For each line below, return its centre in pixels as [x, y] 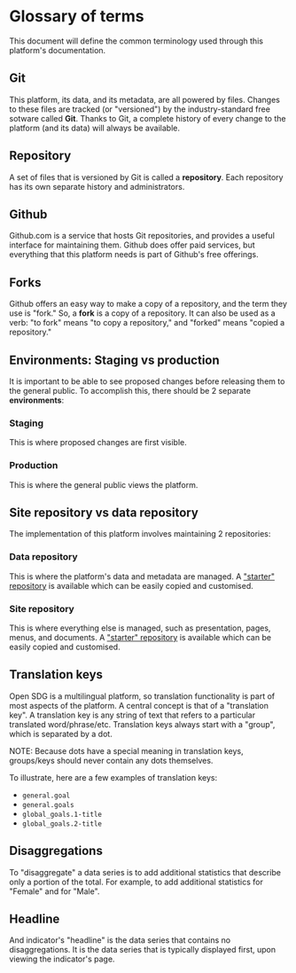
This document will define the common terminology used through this [136, 41]
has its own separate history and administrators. [97, 186]
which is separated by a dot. [61, 734]
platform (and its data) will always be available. [94, 128]
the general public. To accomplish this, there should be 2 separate [130, 391]
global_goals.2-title [62, 824]
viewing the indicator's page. [62, 959]
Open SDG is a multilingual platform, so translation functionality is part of [142, 696]
